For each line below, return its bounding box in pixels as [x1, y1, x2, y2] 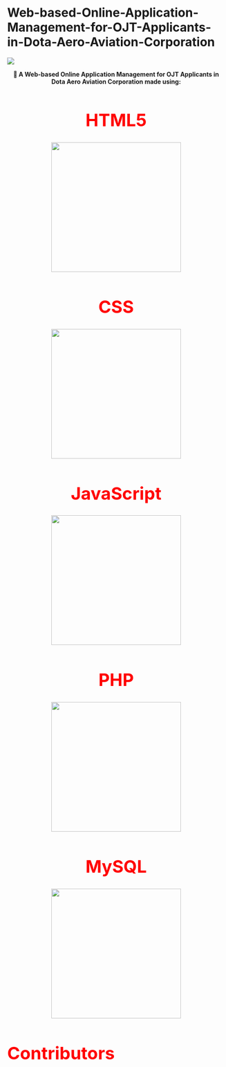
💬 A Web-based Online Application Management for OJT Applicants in [13, 70, 219, 78]
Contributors [7, 1042, 115, 1064]
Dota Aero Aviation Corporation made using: [51, 77, 181, 86]
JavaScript [70, 482, 162, 504]
